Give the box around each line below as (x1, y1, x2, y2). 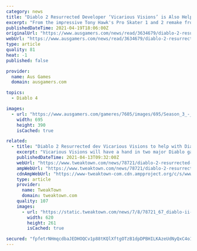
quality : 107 (16, 198, 49, 204)
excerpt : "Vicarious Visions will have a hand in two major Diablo (16, 149, 185, 155)
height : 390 (16, 122, 46, 128)
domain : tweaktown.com (21, 193, 77, 199)
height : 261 (27, 220, 57, 226)
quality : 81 (6, 47, 35, 53)
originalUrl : (6, 30, 38, 36)
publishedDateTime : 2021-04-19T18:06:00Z (6, 25, 109, 31)
